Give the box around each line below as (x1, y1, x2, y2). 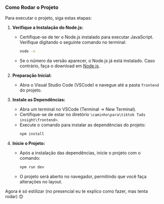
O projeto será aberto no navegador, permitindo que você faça (19, 174, 147, 179)
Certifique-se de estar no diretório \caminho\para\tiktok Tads (19, 112, 146, 117)
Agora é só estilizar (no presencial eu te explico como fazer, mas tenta (5, 188, 148, 194)
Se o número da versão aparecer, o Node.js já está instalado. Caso (19, 58, 155, 64)
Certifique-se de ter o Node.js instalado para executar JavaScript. (19, 34, 154, 40)
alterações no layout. (19, 178, 63, 184)
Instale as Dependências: (12, 97, 66, 103)
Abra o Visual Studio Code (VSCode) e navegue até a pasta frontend (19, 82, 159, 88)
